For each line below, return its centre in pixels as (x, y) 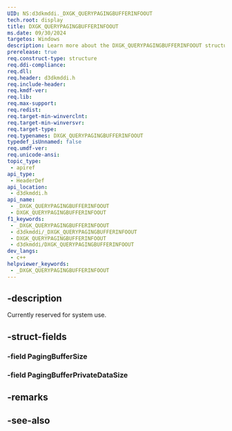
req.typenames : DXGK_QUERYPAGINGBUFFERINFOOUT (75, 135)
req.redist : (24, 110)
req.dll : (20, 71)
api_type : (21, 174)
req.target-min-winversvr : (46, 123)
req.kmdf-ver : (28, 90)
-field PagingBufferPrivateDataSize (68, 375)
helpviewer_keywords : (38, 264)
